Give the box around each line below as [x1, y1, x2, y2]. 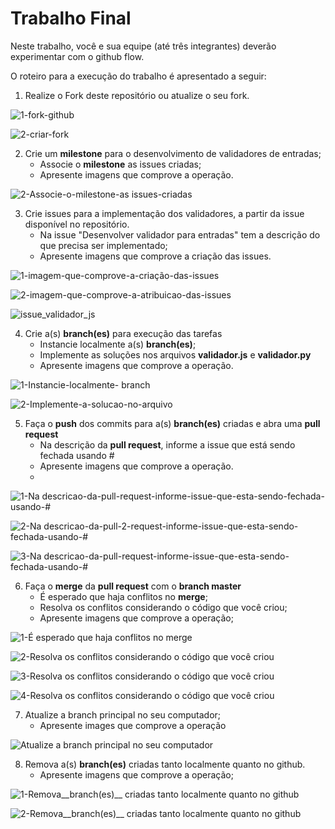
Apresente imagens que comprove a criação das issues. [39, 250, 272, 262]
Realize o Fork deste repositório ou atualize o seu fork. [24, 89, 250, 101]
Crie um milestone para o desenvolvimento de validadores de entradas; [24, 147, 322, 159]
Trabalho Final [10, 7, 132, 30]
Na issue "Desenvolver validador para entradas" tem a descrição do [39, 228, 321, 241]
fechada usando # [39, 449, 115, 461]
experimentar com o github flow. [10, 50, 145, 62]
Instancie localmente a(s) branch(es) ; [39, 338, 197, 350]
